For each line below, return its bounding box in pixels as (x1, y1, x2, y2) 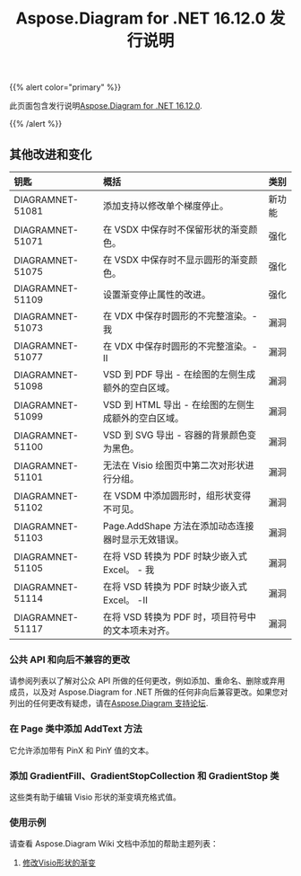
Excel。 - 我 (102, 563, 155, 576)
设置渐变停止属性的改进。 (102, 288, 211, 301)
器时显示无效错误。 (102, 534, 185, 545)
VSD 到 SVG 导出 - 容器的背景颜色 (102, 429, 248, 441)
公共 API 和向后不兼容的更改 (9, 653, 131, 666)
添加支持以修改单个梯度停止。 (102, 199, 229, 212)
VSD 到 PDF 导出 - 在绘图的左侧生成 (102, 368, 256, 380)
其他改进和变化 (9, 146, 92, 162)
